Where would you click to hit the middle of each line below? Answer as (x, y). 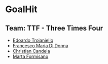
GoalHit (22, 9)
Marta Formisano (30, 56)
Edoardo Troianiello (33, 40)
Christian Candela (31, 51)
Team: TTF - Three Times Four (54, 28)
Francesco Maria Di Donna (40, 46)
